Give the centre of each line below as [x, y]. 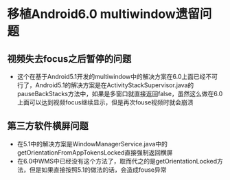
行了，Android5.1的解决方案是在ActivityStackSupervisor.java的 [105, 85]
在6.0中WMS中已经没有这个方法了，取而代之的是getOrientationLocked [117, 161]
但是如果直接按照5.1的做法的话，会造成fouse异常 [98, 170]
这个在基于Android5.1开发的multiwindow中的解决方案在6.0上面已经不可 [117, 77]
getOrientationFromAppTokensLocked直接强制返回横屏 [95, 153]
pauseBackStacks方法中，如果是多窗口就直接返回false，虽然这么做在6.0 [120, 94]
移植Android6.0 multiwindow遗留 [104, 14]
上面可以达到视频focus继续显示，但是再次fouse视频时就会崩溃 [105, 102]
